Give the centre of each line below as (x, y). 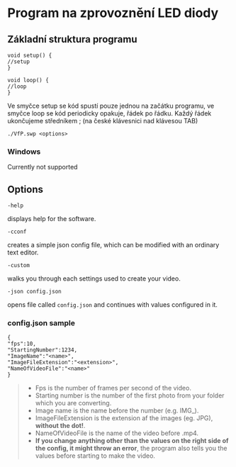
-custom (19, 266)
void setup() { (30, 55)
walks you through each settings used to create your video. (94, 278)
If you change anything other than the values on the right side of (132, 441)
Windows (24, 152)
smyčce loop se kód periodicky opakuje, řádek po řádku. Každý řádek (109, 113)
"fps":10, (22, 344)
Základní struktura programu (72, 39)
